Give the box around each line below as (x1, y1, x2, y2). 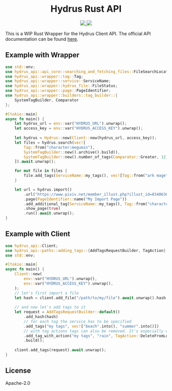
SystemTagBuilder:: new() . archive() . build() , (24, 149, 120, 155)
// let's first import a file (14, 290, 79, 295)
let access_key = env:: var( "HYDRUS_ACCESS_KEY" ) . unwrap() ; (14, 126, 143, 131)
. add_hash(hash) (24, 314, 58, 319)
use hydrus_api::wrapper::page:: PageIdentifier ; (5, 88, 111, 94)
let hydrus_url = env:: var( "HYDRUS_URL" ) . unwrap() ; (14, 121, 127, 126)
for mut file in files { (14, 168, 68, 174)
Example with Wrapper (5, 51, 80, 59)
